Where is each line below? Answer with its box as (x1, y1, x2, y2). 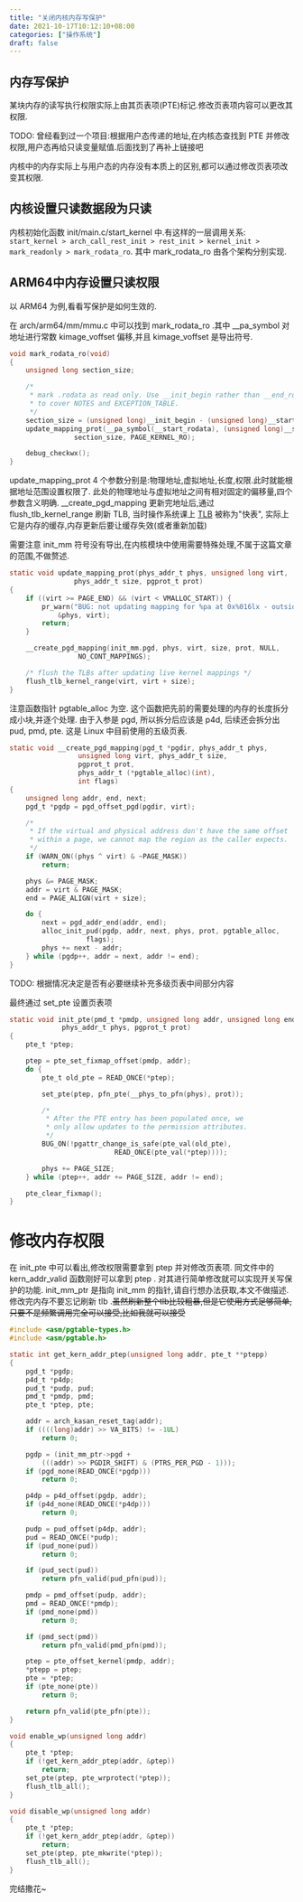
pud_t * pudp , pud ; (25, 1383, 95, 1392)
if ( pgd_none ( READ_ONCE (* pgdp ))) (25, 1466, 151, 1476)
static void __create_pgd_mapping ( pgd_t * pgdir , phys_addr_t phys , (9, 743, 269, 753)
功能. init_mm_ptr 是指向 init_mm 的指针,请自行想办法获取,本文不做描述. (24, 1285, 289, 1296)
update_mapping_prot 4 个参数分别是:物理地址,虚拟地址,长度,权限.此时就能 (9, 475, 286, 486)
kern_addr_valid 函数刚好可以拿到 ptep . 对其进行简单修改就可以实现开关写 (9, 1273, 285, 1284)
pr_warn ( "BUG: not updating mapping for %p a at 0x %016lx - (41, 602, 269, 611)
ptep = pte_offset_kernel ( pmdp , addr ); (25, 1657, 176, 1666)
